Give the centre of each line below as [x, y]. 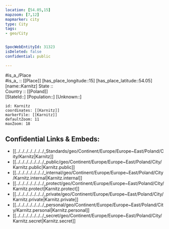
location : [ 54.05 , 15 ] [28, 10]
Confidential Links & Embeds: [52, 139]
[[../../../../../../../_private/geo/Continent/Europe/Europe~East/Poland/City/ [88, 194]
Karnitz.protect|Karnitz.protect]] [46, 189]
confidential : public [28, 56]
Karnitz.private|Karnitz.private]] [45, 200]
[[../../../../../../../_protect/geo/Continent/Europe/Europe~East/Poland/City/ [88, 184]
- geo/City [17, 33]
